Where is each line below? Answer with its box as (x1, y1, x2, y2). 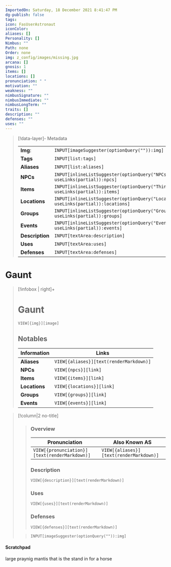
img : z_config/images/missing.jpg (5, 55, 79, 60)
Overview (30, 425, 55, 432)
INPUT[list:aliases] (54, 164, 104, 170)
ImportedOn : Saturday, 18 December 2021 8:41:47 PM (5, 7, 117, 13)
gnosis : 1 (5, 64, 26, 69)
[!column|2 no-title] (17, 413, 59, 419)
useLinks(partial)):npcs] (54, 176, 117, 183)
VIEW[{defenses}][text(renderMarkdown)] (30, 525, 118, 530)
